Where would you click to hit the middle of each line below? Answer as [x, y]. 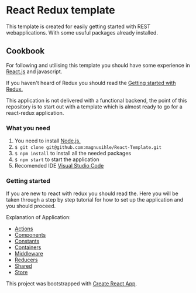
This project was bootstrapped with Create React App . [72, 284]
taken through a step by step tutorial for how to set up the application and [95, 200]
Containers [28, 247]
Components [30, 235]
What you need [28, 128]
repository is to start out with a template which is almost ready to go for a [94, 107]
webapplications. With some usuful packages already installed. [82, 32]
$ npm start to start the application [57, 159]
